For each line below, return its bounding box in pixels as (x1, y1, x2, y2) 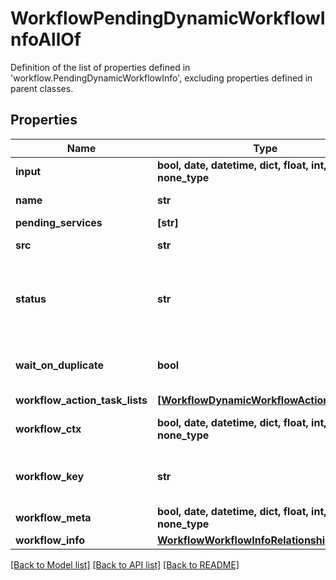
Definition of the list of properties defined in (10, 61, 191, 73)
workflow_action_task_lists (15, 393, 148, 407)
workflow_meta (15, 510, 92, 524)
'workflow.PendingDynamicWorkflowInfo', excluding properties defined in (10, 72, 313, 84)
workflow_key (15, 469, 85, 483)
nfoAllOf (10, 28, 82, 51)
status (15, 292, 47, 306)
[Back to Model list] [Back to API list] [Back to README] (10, 558, 240, 571)
